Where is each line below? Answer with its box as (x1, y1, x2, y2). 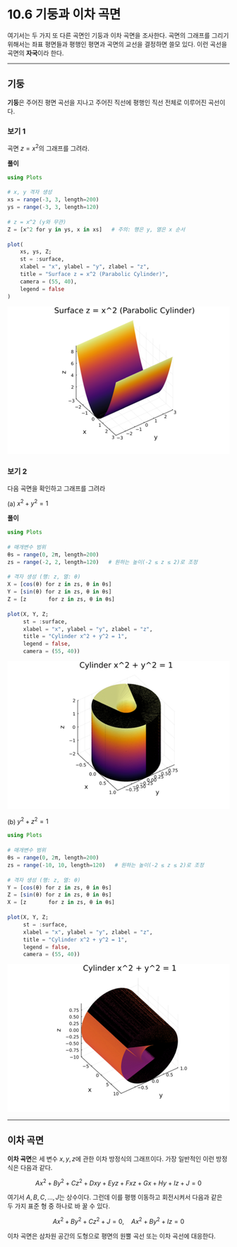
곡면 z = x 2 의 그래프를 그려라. (7, 143, 90, 152)
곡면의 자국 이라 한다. (7, 49, 64, 57)
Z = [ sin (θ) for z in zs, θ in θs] (7, 891, 112, 898)
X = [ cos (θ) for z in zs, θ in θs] (7, 581, 112, 588)
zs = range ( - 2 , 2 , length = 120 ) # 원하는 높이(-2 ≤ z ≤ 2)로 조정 (7, 558, 198, 565)
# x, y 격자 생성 (7, 188, 53, 196)
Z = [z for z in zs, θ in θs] (7, 596, 115, 603)
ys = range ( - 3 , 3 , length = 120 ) (7, 204, 99, 211)
